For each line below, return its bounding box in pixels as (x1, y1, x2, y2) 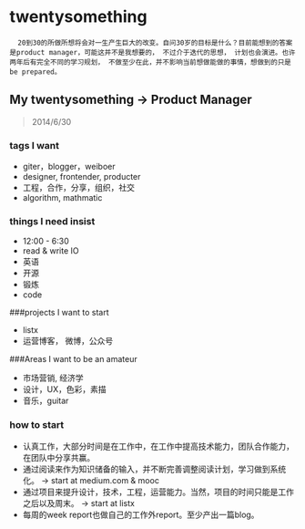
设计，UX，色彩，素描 (22, 384, 107, 395)
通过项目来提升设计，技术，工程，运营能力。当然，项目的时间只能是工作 (22, 486, 294, 497)
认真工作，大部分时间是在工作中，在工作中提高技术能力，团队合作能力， (22, 441, 294, 451)
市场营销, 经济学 (22, 372, 84, 384)
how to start (9, 419, 65, 431)
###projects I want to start (9, 307, 109, 318)
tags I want (9, 139, 59, 151)
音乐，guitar (22, 395, 69, 407)
